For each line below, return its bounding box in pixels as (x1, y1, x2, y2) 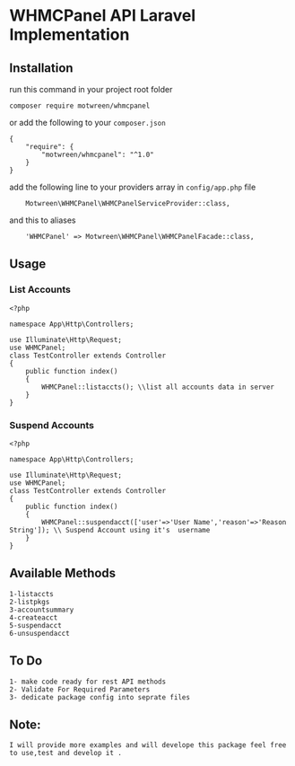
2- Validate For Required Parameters (9, 684, 151, 694)
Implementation (9, 24, 130, 45)
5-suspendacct (9, 621, 63, 630)
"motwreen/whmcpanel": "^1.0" (41, 150, 154, 159)
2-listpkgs (9, 597, 50, 606)
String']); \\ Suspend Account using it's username (9, 525, 211, 534)
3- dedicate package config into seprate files (9, 692, 191, 701)
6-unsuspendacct (9, 629, 70, 638)
